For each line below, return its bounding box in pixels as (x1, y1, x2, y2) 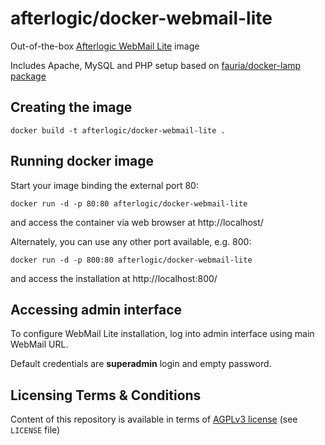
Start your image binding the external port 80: (10, 179, 199, 191)
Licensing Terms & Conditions (10, 387, 202, 404)
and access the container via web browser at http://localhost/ (10, 216, 264, 228)
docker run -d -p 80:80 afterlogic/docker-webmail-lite (10, 198, 248, 209)
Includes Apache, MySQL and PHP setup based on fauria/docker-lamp (10, 59, 302, 71)
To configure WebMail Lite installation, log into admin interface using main (10, 328, 315, 340)
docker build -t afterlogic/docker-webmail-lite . (10, 125, 226, 136)
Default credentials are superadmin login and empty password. (10, 358, 272, 370)
